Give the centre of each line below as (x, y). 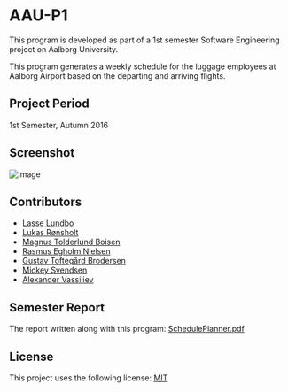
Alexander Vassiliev (58, 280)
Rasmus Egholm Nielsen (66, 251)
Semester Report (57, 307)
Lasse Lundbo (48, 223)
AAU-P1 (39, 15)
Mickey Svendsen (54, 270)
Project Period (50, 104)
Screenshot (42, 153)
